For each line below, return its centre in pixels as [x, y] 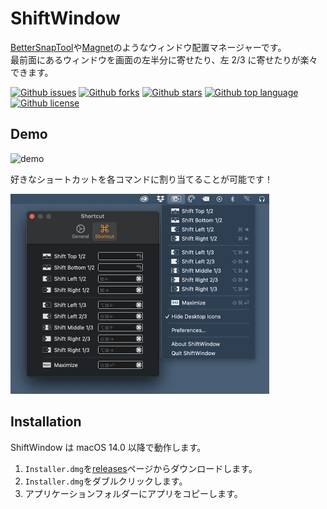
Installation [46, 422]
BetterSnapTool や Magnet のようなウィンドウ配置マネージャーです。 [148, 47]
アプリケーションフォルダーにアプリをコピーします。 [133, 493]
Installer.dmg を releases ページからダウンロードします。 [141, 468]
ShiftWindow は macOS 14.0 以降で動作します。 [108, 447]
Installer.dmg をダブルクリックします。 [106, 481]
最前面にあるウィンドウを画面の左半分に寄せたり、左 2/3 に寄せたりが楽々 [164, 59]
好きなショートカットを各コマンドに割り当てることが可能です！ [141, 179]
